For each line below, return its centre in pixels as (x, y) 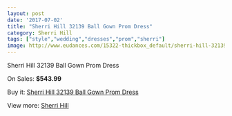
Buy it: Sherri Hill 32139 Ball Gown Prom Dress (73, 92)
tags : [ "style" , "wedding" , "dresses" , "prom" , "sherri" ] (86, 39)
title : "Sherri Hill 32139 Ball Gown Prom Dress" (80, 26)
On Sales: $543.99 (35, 79)
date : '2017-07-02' (35, 20)
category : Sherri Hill (40, 33)
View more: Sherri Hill (38, 105)
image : (17, 46)
